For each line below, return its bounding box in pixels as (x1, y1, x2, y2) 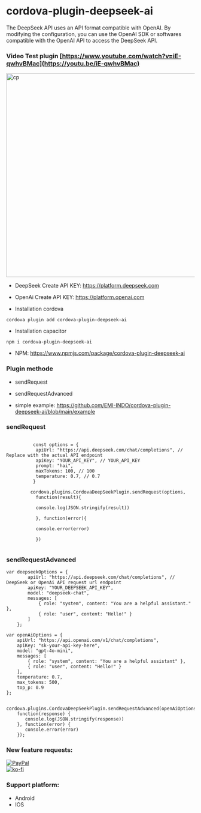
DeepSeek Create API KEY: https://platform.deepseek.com (14, 282, 160, 289)
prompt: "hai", (35, 462, 74, 469)
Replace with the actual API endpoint (6, 452, 103, 458)
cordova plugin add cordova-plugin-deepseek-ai (6, 317, 127, 323)
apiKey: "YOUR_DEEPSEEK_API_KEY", (28, 585, 114, 591)
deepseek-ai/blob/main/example (14, 408, 96, 415)
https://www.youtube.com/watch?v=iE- (62, 52, 181, 60)
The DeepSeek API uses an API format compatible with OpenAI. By (6, 24, 171, 31)
